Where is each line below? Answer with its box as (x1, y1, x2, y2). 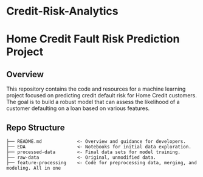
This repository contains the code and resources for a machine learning (6, 85, 186, 92)
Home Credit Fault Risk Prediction (6, 32, 180, 46)
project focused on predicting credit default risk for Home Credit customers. (6, 92, 198, 99)
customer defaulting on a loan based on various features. (6, 105, 150, 112)
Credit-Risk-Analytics (6, 4, 119, 18)
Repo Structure (6, 122, 65, 133)
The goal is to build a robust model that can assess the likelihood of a (6, 99, 181, 106)
